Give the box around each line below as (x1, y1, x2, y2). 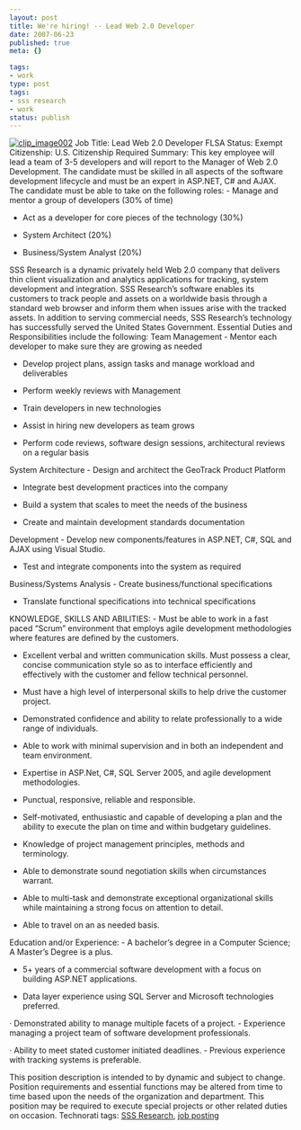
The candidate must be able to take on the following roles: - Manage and (9, 185, 279, 196)
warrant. (22, 876, 54, 886)
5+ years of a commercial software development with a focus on (22, 964, 262, 975)
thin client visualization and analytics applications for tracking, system (9, 274, 269, 285)
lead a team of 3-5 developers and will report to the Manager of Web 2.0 (9, 156, 279, 167)
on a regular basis (22, 447, 90, 458)
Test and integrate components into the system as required (22, 561, 242, 572)
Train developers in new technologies (22, 403, 162, 414)
